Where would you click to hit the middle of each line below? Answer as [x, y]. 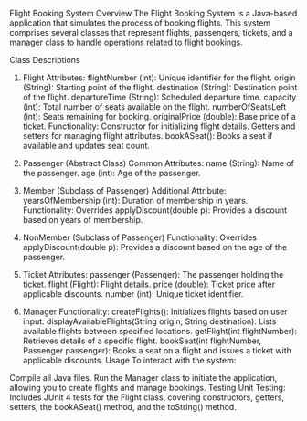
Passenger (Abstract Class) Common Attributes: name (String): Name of [159, 163]
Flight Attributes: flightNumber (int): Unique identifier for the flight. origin [159, 78]
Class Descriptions [45, 60]
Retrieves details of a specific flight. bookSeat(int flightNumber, [142, 341]
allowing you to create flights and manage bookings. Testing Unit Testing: [148, 388]
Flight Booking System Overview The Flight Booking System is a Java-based [153, 13]
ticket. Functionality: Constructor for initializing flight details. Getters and [159, 126]
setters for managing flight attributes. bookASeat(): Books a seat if [148, 136]
